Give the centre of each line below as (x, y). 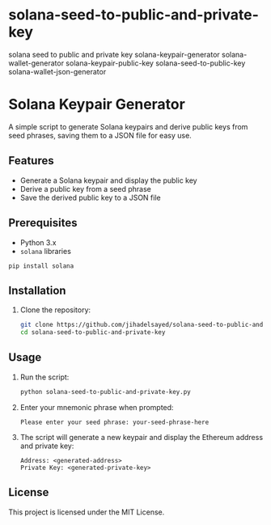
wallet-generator (36, 63)
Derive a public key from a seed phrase (85, 188)
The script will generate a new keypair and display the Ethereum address (142, 437)
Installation (37, 290)
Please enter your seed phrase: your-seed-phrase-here (114, 422)
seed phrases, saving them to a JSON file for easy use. (100, 135)
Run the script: (44, 377)
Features (31, 161)
